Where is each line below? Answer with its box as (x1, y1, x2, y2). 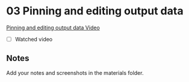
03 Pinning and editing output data (6, 4, 184, 18)
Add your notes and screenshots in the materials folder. (6, 69, 144, 76)
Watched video (14, 35, 53, 42)
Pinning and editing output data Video (6, 24, 101, 31)
